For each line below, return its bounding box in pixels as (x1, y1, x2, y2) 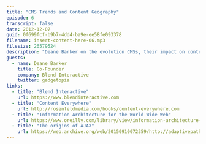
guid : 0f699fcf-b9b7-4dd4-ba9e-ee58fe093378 (6, 32, 122, 38)
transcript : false (6, 20, 53, 26)
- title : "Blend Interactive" (12, 89, 89, 95)
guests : (6, 55, 26, 61)
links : (6, 83, 23, 89)
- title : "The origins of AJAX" (12, 123, 95, 129)
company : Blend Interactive (17, 72, 89, 78)
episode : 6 (6, 15, 34, 21)
